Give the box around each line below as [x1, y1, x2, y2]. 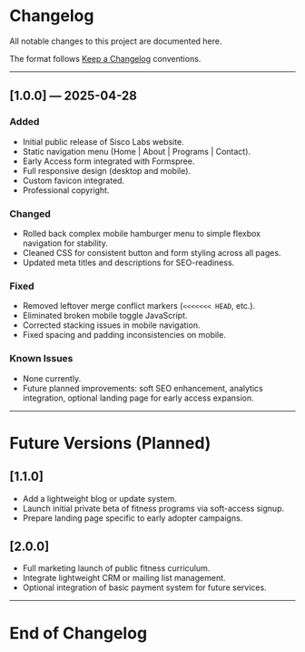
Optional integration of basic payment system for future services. [22, 582, 267, 593]
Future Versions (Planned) [9, 433, 212, 453]
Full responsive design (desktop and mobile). [22, 165, 192, 176]
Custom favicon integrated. [22, 175, 125, 186]
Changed [9, 207, 52, 219]
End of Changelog [9, 623, 148, 643]
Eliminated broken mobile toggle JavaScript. [22, 311, 188, 321]
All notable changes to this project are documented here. [9, 36, 222, 46]
